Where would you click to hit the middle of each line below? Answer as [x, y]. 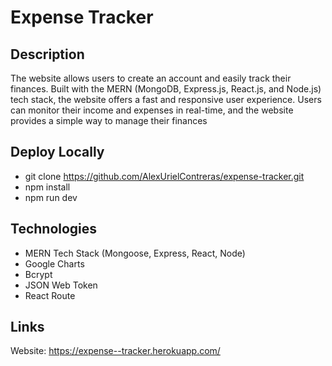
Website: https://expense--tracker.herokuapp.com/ [115, 351]
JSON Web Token [61, 285]
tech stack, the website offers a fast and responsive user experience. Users [166, 99]
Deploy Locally [57, 152]
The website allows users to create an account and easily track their [151, 78]
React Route [50, 295]
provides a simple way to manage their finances [109, 120]
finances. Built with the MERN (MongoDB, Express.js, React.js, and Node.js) [166, 89]
